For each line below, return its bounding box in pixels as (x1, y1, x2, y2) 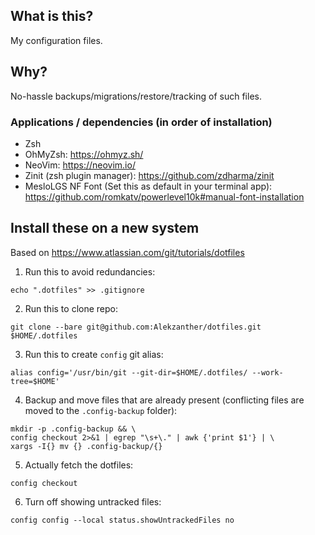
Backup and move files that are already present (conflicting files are (24, 394, 305, 406)
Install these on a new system (10, 220, 200, 237)
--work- (251, 367, 284, 378)
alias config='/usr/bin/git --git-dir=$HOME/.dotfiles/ (10, 367, 248, 378)
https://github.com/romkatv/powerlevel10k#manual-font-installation (24, 190, 305, 203)
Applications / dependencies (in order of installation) (10, 115, 273, 129)
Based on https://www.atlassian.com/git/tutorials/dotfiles (10, 246, 245, 258)
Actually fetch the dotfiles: (24, 459, 134, 471)
